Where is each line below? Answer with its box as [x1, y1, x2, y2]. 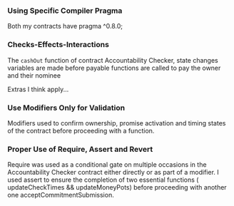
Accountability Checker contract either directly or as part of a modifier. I [7, 168, 219, 177]
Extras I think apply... [7, 85, 69, 93]
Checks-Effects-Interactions [7, 40, 109, 50]
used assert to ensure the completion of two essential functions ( [7, 175, 199, 184]
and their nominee [7, 71, 61, 80]
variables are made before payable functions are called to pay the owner [7, 63, 221, 72]
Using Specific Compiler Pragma [7, 6, 123, 16]
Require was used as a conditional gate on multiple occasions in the [7, 160, 207, 169]
